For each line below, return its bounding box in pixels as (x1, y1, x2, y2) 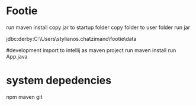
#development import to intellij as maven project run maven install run (6, 46, 176, 54)
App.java (6, 53, 28, 60)
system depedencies (6, 74, 111, 87)
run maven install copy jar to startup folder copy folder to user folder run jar (6, 24, 191, 31)
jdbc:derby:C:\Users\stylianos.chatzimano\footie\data (6, 35, 137, 42)
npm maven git (6, 93, 43, 100)
